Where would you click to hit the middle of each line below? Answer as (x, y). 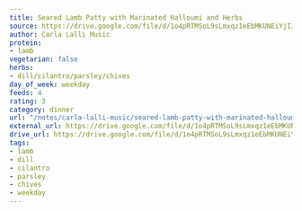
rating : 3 (28, 101)
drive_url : (30, 135)
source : (24, 26)
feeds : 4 (26, 92)
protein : (26, 43)
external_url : (36, 127)
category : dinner (42, 110)
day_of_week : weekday (50, 84)
